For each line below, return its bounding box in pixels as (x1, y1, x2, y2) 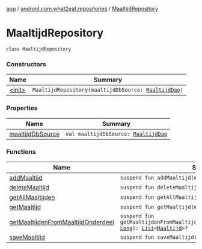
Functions (6, 148, 36, 156)
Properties (6, 104, 38, 112)
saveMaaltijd (9, 233, 45, 241)
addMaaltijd (9, 173, 43, 181)
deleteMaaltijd (9, 183, 50, 192)
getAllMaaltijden (9, 193, 55, 201)
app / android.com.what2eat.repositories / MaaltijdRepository (6, 5, 159, 12)
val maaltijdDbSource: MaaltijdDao (65, 130, 167, 137)
